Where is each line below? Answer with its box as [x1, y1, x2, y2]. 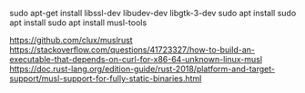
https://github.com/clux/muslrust [9, 35, 134, 45]
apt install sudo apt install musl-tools [9, 17, 147, 28]
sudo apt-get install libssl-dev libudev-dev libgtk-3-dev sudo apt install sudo [9, 8, 297, 18]
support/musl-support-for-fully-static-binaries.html [9, 73, 202, 84]
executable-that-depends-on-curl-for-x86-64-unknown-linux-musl [9, 54, 262, 64]
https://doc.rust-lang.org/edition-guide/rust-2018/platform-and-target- [9, 63, 276, 74]
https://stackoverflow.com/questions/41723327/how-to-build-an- [9, 44, 256, 55]
